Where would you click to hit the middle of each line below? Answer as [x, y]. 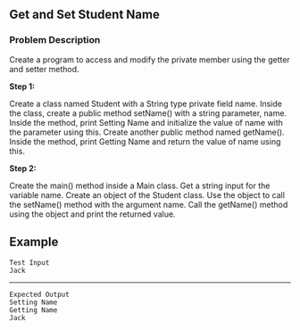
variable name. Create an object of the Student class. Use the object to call [147, 194]
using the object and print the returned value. [92, 214]
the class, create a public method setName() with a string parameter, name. [148, 113]
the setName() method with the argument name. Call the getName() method [149, 204]
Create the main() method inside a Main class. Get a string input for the [140, 186]
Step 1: [22, 86]
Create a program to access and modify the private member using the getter [150, 59]
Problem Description [55, 40]
